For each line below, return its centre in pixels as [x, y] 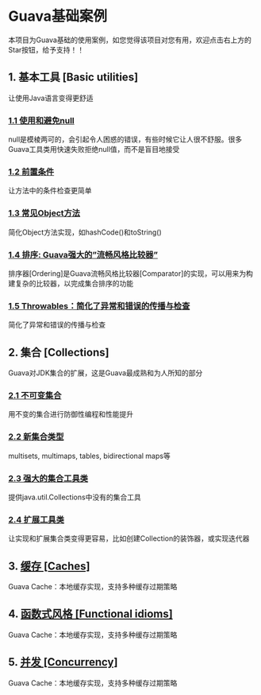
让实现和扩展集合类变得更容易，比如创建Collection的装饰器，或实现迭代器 [129, 538]
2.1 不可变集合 [35, 395]
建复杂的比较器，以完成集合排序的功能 [71, 283]
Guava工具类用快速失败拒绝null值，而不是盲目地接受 [94, 149]
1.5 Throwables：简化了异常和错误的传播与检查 [99, 305]
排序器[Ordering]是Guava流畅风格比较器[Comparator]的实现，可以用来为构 [131, 273]
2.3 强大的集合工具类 [48, 478]
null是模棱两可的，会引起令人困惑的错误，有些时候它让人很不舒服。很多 [125, 139]
